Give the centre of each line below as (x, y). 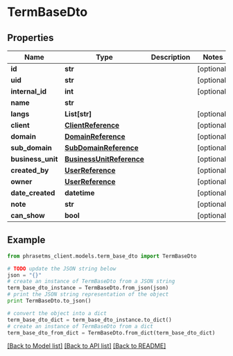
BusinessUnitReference (104, 159)
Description (171, 57)
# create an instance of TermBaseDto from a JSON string (91, 282)
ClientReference (92, 125)
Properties (31, 38)
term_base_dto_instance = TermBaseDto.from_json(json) (88, 288)
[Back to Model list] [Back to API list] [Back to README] (87, 346)
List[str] (78, 114)
